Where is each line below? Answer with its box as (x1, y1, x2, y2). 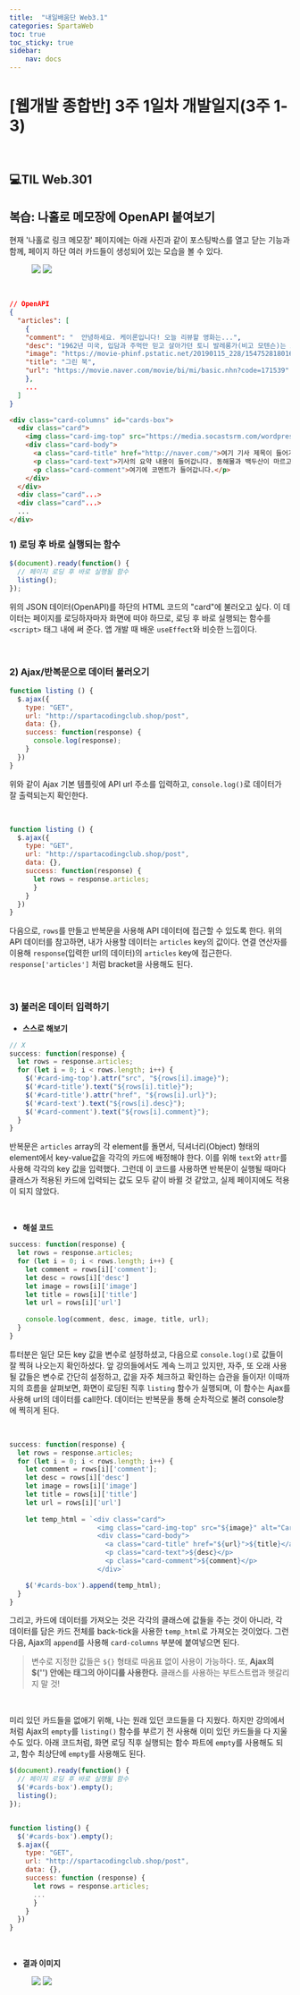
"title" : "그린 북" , (25, 358, 96, 367)
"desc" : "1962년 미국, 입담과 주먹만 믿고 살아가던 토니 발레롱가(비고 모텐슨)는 (25, 341, 287, 350)
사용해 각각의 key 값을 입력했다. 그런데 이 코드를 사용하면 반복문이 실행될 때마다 (9, 1164, 287, 1175)
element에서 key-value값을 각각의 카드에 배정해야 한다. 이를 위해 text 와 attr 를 (9, 1152, 287, 1163)
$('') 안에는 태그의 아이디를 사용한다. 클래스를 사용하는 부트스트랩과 (30, 1668, 266, 1678)
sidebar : (9, 47, 42, 55)
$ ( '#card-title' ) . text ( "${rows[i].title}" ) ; (25, 1082, 194, 1091)
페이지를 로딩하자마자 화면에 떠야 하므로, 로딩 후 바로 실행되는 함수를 (32, 612, 271, 623)
